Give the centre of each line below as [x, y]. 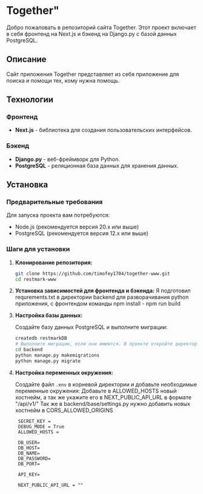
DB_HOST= [29, 448]
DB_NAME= [29, 453]
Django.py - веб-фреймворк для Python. [67, 159]
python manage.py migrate [48, 361]
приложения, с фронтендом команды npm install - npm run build [98, 304]
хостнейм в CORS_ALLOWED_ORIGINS [64, 410]
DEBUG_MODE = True [41, 427]
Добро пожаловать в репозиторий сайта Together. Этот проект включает [101, 27]
